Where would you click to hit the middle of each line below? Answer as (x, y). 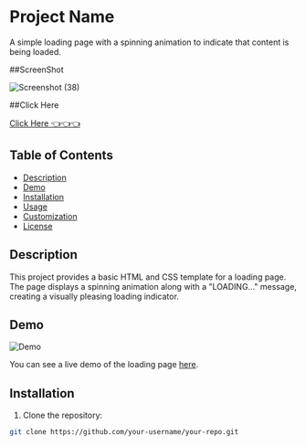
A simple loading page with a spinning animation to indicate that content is (149, 42)
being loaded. (36, 51)
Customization (50, 216)
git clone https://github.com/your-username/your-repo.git (124, 432)
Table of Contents (62, 156)
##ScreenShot (37, 69)
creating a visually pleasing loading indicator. (95, 296)
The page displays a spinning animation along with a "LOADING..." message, (153, 286)
